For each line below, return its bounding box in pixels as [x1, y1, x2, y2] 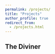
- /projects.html [9, 25, 44, 30]
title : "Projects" [5, 11, 42, 16]
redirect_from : [5, 20, 36, 25]
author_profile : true [5, 16, 49, 21]
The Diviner [5, 43, 41, 51]
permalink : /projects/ [5, 7, 51, 12]
